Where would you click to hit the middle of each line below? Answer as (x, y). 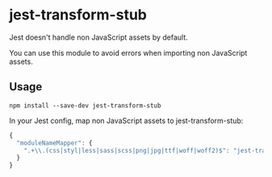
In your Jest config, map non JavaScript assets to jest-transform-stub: (126, 120)
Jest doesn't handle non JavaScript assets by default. (98, 37)
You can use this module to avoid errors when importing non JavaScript (128, 53)
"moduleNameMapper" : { (54, 143)
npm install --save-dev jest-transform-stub (85, 105)
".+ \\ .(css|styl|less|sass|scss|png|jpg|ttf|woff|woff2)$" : (127, 150)
